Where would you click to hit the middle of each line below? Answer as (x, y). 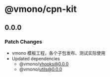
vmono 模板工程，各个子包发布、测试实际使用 (58, 53)
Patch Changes (24, 42)
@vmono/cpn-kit (41, 9)
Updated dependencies (36, 59)
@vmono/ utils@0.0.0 (41, 69)
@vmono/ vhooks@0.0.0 (44, 64)
